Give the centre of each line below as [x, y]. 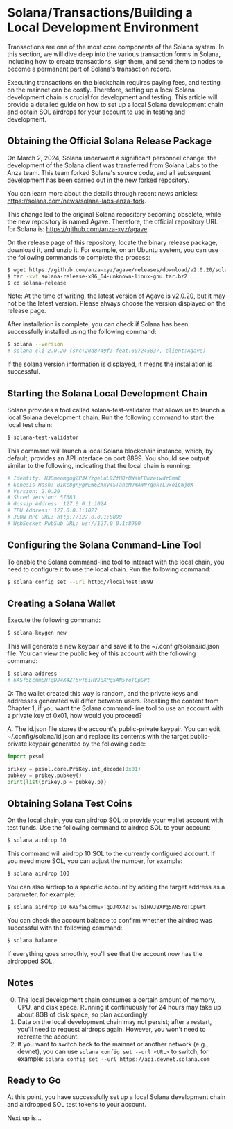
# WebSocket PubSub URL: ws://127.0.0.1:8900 [74, 523]
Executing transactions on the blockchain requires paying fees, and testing [114, 82]
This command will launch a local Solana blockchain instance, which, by [110, 451]
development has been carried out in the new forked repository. [98, 180]
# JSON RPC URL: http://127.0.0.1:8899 [65, 517]
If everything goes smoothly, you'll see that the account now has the [105, 953]
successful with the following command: [65, 928]
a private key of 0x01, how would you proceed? [75, 715]
